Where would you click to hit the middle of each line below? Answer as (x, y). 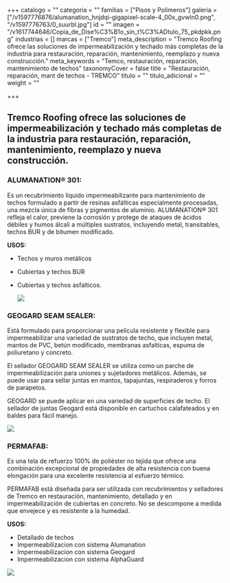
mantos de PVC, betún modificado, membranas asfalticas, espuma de (106, 345)
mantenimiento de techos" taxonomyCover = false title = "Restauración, (109, 68)
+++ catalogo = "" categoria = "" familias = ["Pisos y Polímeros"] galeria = (112, 10)
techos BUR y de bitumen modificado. (61, 231)
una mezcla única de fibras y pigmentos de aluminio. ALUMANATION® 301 (113, 209)
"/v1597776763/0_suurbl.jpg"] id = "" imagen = (73, 24)
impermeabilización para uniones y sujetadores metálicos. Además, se (107, 373)
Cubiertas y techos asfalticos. (59, 285)
